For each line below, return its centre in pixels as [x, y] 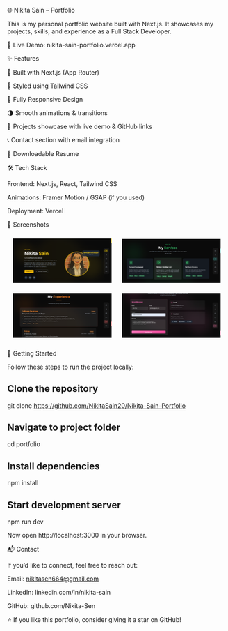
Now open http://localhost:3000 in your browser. [77, 535]
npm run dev [25, 522]
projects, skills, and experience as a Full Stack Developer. [89, 31]
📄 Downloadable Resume [43, 154]
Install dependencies [54, 466]
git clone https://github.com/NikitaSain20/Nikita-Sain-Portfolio [97, 405]
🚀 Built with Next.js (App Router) [53, 72]
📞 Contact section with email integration [64, 140]
